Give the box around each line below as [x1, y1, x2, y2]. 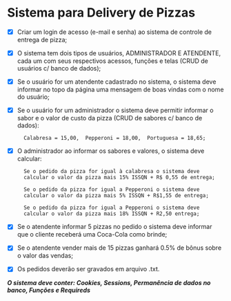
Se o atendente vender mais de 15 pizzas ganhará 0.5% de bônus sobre [17, 244, 222, 252]
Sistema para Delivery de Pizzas [7, 5, 195, 21]
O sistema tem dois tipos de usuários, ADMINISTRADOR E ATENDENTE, [17, 49, 221, 57]
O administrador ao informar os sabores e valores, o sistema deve [17, 147, 205, 155]
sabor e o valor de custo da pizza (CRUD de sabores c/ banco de [17, 114, 203, 122]
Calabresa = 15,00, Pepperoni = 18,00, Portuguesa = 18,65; [23, 135, 206, 142]
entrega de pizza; [17, 36, 68, 44]
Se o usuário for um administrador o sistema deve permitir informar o [17, 106, 214, 115]
